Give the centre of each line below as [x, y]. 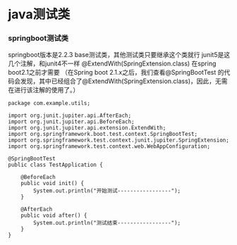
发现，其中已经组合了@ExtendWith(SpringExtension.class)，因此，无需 [124, 81]
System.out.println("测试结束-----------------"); [107, 223]
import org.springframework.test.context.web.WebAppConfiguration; [109, 146]
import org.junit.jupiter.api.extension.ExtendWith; [87, 128]
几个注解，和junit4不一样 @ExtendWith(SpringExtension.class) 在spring [112, 63]
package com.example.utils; [49, 103]
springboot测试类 [38, 38]
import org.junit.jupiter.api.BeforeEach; [71, 122]
